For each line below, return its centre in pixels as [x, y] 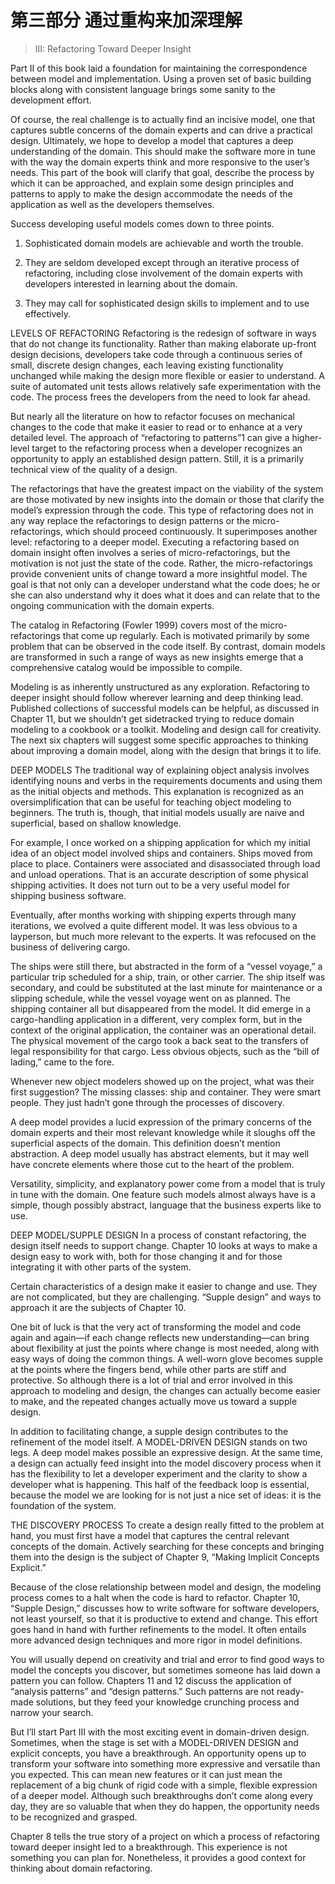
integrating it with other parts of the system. [101, 1267]
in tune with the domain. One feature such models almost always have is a [163, 1194]
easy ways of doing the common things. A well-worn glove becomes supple [166, 1358]
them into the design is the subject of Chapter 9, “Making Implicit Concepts [165, 1557]
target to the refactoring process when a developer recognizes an [167, 448]
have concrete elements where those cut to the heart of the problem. [152, 1164]
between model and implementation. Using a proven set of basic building [161, 78]
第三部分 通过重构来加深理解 [126, 20]
